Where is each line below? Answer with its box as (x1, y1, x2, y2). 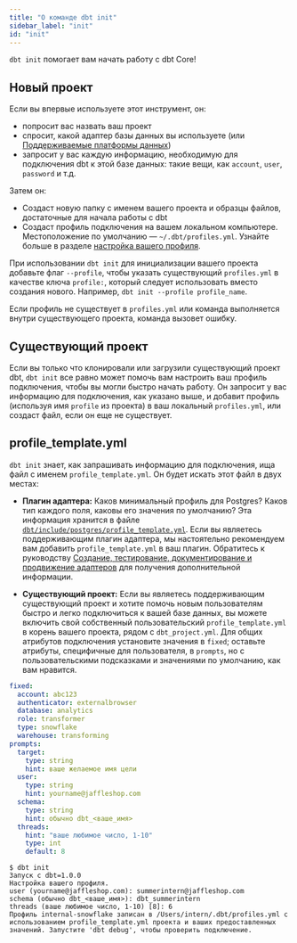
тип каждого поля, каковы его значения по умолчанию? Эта (21, 504, 252, 515)
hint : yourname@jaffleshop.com (25, 790, 141, 799)
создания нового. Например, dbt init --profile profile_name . (9, 286, 247, 297)
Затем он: (9, 185, 47, 196)
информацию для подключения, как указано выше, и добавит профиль (9, 391, 280, 401)
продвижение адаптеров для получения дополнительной (21, 562, 241, 572)
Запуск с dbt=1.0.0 (9, 871, 82, 881)
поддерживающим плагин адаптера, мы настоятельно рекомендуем (21, 533, 285, 544)
